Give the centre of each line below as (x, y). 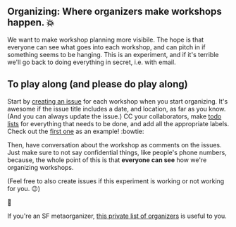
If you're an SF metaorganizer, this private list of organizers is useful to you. (117, 216)
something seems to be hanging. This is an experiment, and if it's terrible (113, 54)
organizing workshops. (41, 167)
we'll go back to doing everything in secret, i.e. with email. (92, 62)
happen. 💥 (31, 23)
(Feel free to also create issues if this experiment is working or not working (116, 181)
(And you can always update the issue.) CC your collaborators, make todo (114, 116)
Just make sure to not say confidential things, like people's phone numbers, (117, 152)
